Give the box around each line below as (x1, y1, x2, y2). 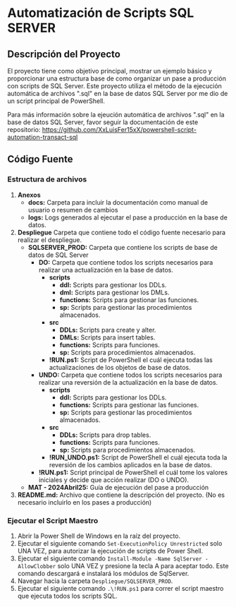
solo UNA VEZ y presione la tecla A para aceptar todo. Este (57, 561, 229, 570)
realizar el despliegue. (17, 235, 82, 244)
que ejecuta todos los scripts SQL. (17, 591, 118, 600)
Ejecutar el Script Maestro (7, 515, 99, 525)
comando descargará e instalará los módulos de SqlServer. (17, 569, 190, 577)
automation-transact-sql (7, 133, 78, 141)
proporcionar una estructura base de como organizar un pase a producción (7, 74, 227, 83)
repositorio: (7, 126, 41, 133)
